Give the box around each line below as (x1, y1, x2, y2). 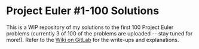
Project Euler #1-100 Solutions (6, 4, 160, 18)
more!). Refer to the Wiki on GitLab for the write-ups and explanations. (6, 36, 179, 43)
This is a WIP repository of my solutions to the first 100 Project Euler (6, 24, 174, 31)
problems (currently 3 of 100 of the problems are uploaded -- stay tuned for (6, 30, 193, 37)
